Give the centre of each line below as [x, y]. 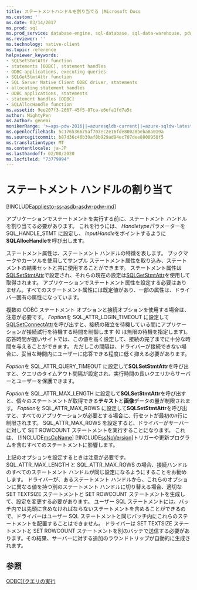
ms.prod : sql [22, 28]
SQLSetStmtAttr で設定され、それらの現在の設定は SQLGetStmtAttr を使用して [98, 275]
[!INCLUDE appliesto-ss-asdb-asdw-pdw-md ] [61, 207]
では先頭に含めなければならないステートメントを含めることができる [98, 509]
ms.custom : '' [23, 17]
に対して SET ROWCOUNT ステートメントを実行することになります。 [90, 430]
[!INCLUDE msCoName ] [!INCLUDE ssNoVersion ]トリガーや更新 [94, 438]
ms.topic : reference [31, 50]
